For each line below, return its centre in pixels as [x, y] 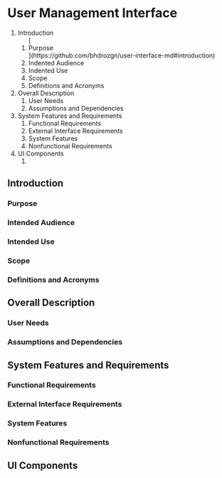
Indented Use [48, 70]
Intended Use [31, 241]
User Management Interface [92, 13]
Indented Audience [56, 63]
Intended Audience [41, 223]
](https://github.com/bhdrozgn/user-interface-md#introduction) [122, 55]
